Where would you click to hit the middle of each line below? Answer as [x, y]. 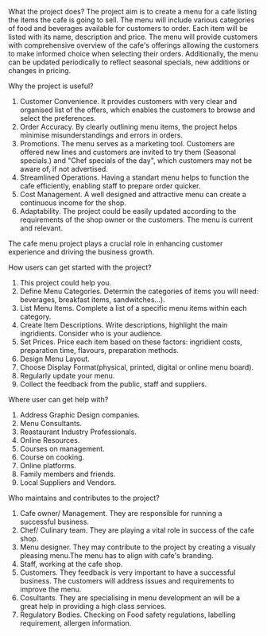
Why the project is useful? [51, 86]
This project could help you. [66, 283]
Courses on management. [62, 449]
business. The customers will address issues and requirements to [127, 581]
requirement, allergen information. [75, 623]
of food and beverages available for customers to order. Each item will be [128, 28]
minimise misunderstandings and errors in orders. [101, 135]
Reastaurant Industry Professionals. [78, 432]
